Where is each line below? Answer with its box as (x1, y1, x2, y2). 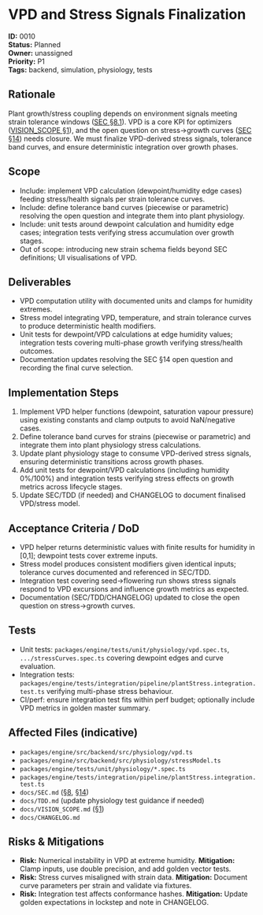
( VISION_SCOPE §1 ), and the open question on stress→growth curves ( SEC (8, 125, 252, 135)
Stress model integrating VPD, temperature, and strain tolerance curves (19, 313, 252, 323)
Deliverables (8, 275, 72, 289)
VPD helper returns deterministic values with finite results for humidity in (19, 543, 256, 552)
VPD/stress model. (19, 499, 80, 508)
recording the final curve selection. (19, 363, 134, 373)
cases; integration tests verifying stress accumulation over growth (19, 227, 235, 237)
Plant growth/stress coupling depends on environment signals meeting (8, 109, 238, 118)
